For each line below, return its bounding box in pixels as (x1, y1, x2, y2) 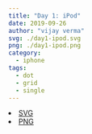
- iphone (15, 57, 45, 65)
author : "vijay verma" (8, 26, 85, 35)
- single (15, 86, 45, 95)
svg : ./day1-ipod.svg (8, 34, 82, 43)
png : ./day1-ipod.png (8, 42, 82, 50)
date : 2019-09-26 (8, 19, 67, 27)
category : (8, 49, 42, 57)
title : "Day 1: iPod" (8, 11, 82, 20)
